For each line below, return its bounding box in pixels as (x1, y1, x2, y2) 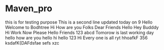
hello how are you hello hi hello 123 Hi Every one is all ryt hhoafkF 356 (5, 35, 148, 41)
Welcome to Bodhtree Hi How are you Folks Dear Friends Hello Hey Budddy (5, 24, 159, 30)
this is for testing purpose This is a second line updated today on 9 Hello (5, 19, 153, 25)
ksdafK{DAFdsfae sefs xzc (5, 40, 59, 46)
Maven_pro (5, 3, 53, 14)
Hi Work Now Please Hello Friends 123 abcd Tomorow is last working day (5, 29, 154, 35)
